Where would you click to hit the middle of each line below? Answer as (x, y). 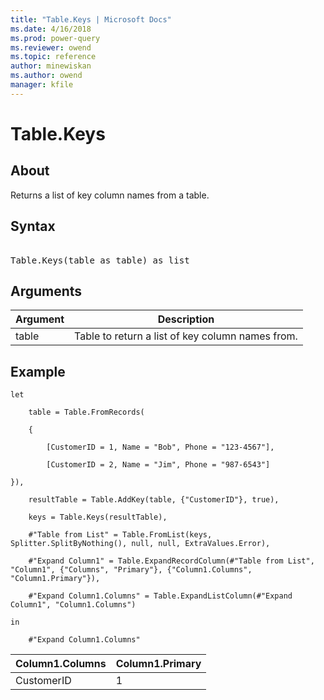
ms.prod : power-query (55, 38)
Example (38, 371)
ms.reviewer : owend (51, 47)
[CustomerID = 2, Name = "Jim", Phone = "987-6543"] (158, 465)
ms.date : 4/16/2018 (51, 29)
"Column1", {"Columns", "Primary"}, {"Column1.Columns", (131, 570)
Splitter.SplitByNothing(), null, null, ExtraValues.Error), (140, 544)
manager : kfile (42, 85)
